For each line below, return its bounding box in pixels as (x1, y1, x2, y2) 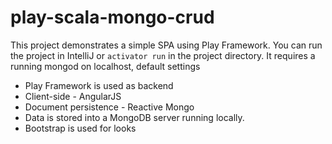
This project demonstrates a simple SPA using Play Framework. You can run (10, 39, 323, 51)
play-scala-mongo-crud (10, 6, 215, 29)
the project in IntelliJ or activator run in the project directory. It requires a (10, 49, 316, 61)
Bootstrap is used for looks (24, 122, 137, 134)
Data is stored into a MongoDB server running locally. (24, 111, 245, 123)
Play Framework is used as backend (24, 79, 174, 91)
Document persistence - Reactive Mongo (24, 101, 195, 113)
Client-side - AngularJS (24, 90, 122, 102)
